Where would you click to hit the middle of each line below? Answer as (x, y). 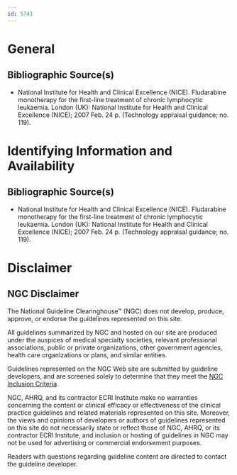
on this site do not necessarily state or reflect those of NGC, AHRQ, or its (114, 428)
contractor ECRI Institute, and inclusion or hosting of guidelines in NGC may (118, 435)
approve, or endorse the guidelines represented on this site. (95, 318)
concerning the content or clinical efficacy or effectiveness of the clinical (114, 405)
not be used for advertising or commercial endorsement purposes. (105, 442)
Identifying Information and (90, 151)
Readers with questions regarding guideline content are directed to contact (117, 456)
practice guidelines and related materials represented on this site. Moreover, (119, 413)
